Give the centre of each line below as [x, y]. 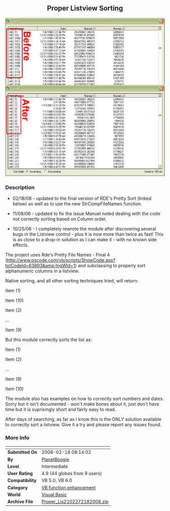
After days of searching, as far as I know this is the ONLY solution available [83, 419]
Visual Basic [54, 494]
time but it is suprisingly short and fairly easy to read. [61, 410]
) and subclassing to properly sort [110, 266]
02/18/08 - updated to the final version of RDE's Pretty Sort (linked [82, 198]
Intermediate [55, 466]
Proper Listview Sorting [85, 8]
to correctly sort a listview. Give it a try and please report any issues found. [83, 425]
